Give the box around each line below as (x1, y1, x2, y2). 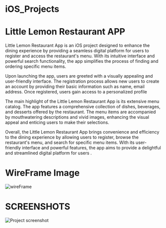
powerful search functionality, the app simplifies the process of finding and (5, 58, 159, 64)
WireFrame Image (5, 167, 80, 179)
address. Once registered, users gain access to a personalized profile (5, 89, 147, 95)
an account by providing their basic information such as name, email (5, 84, 145, 90)
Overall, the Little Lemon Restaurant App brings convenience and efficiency (5, 129, 160, 135)
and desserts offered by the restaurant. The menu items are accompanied (5, 109, 156, 115)
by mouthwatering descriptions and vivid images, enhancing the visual (5, 114, 150, 120)
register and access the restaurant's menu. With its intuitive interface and (5, 53, 155, 59)
